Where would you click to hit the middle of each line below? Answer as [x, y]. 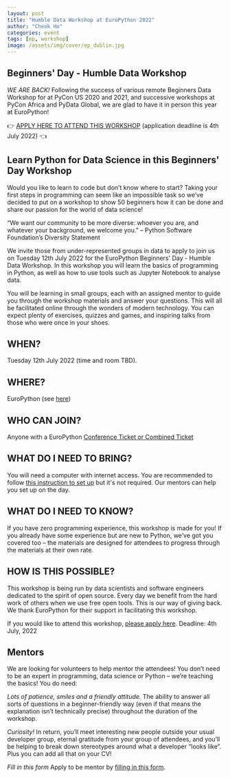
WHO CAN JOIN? [44, 420]
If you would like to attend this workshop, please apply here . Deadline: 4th [112, 623]
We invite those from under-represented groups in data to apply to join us [111, 250]
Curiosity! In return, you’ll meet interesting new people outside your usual [111, 732]
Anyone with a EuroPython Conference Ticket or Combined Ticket [100, 437]
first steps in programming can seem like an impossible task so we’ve [105, 195]
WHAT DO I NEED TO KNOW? [70, 511]
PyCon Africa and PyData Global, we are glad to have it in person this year [112, 105]
